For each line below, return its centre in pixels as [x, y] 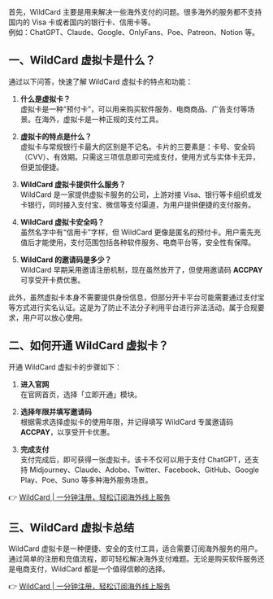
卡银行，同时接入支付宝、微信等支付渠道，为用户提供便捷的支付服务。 [138, 204]
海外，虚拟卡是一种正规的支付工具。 [102, 119]
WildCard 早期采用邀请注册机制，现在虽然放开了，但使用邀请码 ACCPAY [141, 269]
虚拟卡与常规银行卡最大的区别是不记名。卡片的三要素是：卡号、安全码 [138, 146]
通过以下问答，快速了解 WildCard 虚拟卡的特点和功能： [101, 81]
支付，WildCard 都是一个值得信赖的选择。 [100, 569]
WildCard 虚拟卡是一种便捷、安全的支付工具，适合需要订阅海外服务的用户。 [135, 549]
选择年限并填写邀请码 [56, 411]
